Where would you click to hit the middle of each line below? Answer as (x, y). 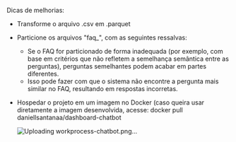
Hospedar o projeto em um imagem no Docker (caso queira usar (111, 102)
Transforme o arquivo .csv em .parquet (74, 24)
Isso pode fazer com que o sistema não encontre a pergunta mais (123, 81)
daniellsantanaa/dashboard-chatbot (69, 117)
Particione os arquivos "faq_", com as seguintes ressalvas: (102, 37)
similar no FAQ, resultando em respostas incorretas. (102, 89)
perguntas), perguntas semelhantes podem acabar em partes (117, 66)
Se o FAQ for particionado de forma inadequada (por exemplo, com (125, 51)
